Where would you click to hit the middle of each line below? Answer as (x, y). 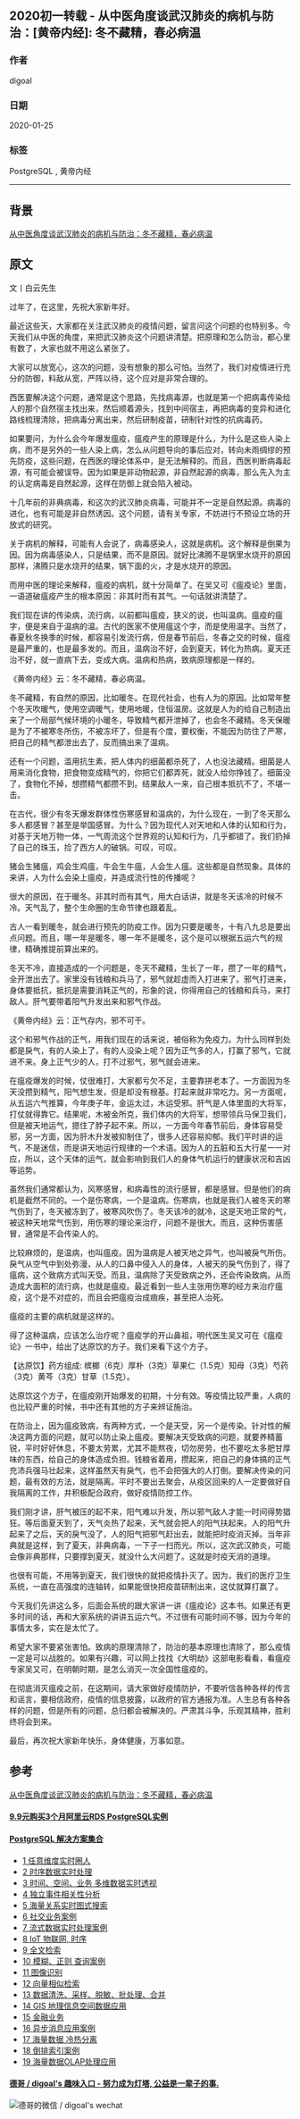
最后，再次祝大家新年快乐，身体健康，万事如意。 (99, 1740)
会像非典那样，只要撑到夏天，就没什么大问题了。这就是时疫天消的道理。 (142, 1556)
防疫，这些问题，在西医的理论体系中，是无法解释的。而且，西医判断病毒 (150, 461)
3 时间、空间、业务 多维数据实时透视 (90, 1882)
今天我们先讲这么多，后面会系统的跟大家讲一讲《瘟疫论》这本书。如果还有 (146, 1605)
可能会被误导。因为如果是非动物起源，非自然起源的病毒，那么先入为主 (162, 472)
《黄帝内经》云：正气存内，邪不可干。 (79, 1020)
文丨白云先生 (33, 288)
